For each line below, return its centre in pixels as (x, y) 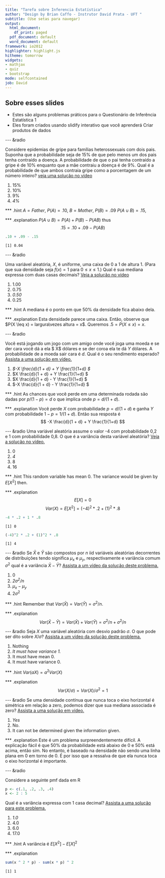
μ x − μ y (19, 587)
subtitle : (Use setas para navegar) (43, 19)
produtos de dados (32, 131)
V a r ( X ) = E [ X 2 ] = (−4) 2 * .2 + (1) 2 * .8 (83, 508)
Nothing (20, 646)
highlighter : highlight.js (33, 51)
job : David (16, 83)
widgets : (14, 60)
